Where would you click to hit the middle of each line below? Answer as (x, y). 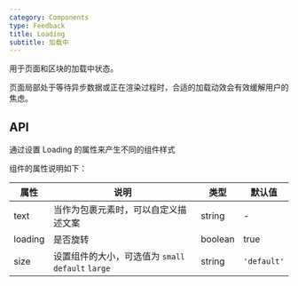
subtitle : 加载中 (39, 42)
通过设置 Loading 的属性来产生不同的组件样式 (92, 150)
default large (82, 269)
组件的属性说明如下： (48, 169)
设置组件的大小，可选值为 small (119, 257)
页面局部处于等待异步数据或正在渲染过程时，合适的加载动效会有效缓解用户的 (149, 87)
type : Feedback (37, 26)
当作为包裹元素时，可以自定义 (115, 210)
